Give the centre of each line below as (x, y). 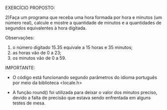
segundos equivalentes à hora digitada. (46, 28)
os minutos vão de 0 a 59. (39, 58)
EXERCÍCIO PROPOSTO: (30, 8)
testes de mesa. (29, 103)
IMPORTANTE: (20, 68)
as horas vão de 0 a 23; (37, 53)
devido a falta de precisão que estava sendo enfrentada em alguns (81, 98)
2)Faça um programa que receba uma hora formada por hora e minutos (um (83, 17)
